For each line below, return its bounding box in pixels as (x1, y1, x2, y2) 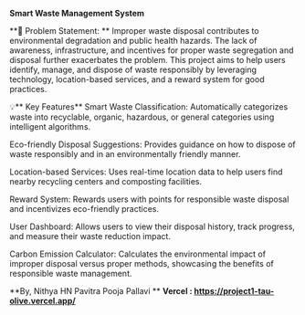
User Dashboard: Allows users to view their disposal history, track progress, (9, 221, 295, 232)
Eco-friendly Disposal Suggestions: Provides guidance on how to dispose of (9, 139, 296, 150)
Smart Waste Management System (9, 8, 144, 18)
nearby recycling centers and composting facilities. (9, 176, 203, 186)
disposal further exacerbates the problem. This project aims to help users (9, 55, 286, 65)
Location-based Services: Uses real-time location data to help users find (9, 166, 283, 177)
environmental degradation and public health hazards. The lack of (9, 36, 258, 46)
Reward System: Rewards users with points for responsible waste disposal (9, 194, 289, 205)
